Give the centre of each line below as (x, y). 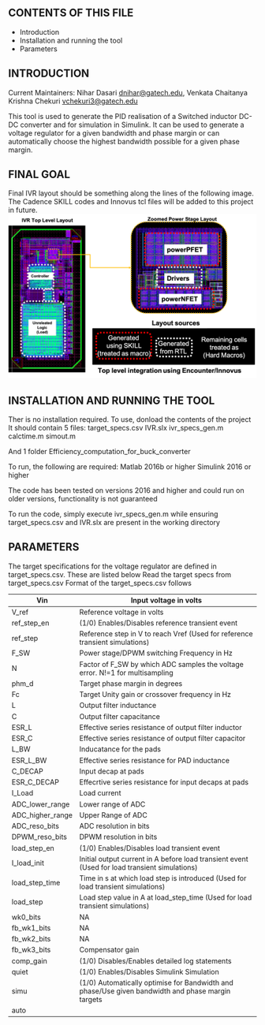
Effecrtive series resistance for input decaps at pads (164, 782)
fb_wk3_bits (31, 950)
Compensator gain (109, 950)
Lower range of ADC (112, 804)
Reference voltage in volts (121, 612)
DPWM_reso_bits (39, 837)
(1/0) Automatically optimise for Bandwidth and (157, 983)
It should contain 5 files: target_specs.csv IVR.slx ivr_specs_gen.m (116, 427)
